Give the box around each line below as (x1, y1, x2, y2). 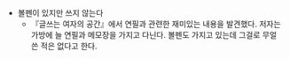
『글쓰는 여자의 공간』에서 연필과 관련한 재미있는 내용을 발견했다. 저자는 (30, 18, 281, 29)
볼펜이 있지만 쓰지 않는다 (17, 8, 104, 18)
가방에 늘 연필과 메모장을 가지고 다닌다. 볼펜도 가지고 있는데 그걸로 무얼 (30, 30, 278, 40)
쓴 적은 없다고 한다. (30, 41, 98, 51)
